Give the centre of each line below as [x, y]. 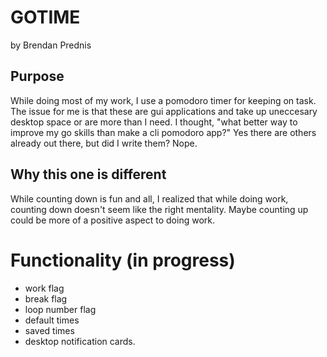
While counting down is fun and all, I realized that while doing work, [149, 198]
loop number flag [60, 309]
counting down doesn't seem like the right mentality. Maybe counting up [159, 209]
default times [52, 320]
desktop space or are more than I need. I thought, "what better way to [154, 122]
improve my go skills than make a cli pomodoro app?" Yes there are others [163, 132]
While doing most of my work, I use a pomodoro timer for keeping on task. [163, 100]
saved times [49, 330]
